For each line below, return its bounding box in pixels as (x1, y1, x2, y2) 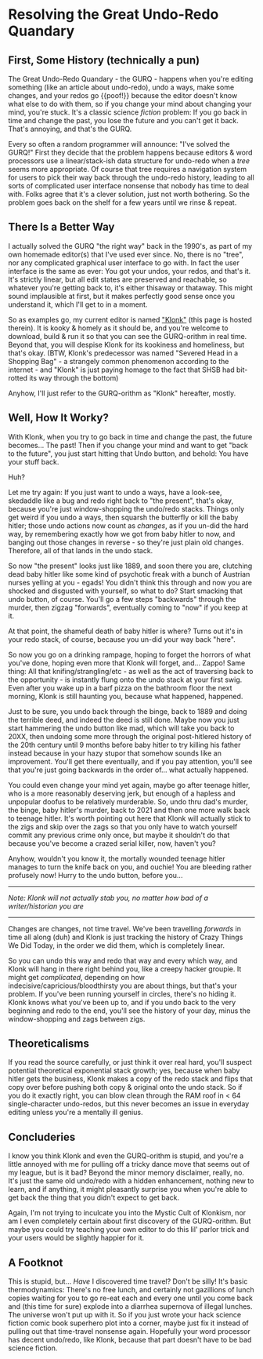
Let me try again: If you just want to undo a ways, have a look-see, (8, 487, 222, 497)
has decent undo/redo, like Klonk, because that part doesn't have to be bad (8, 1335, 252, 1345)
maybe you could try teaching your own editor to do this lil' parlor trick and (8, 1225, 250, 1234)
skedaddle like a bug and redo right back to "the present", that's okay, (8, 496, 234, 505)
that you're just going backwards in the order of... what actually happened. (8, 765, 249, 774)
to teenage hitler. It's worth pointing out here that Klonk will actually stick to (8, 814, 251, 823)
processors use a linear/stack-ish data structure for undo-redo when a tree (8, 156, 250, 166)
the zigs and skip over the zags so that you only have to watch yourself (8, 822, 238, 831)
